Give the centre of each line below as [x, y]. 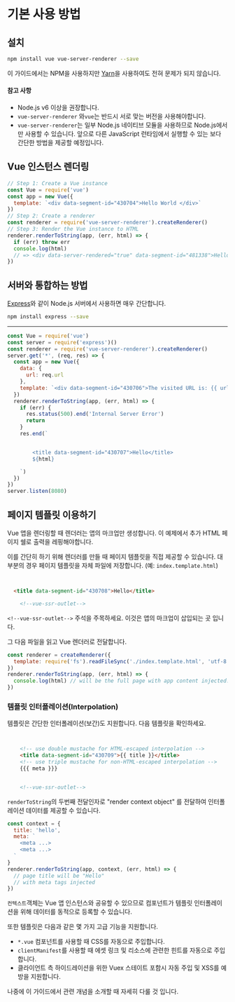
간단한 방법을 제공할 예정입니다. [60, 143]
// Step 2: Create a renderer [51, 216]
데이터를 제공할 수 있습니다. [63, 810]
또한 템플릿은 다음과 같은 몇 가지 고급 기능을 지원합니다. [83, 927]
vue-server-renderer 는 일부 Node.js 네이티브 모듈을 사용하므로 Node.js [117, 125]
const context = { [34, 824]
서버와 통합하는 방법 [48, 285]
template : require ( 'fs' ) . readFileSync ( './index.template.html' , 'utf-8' [122, 661]
